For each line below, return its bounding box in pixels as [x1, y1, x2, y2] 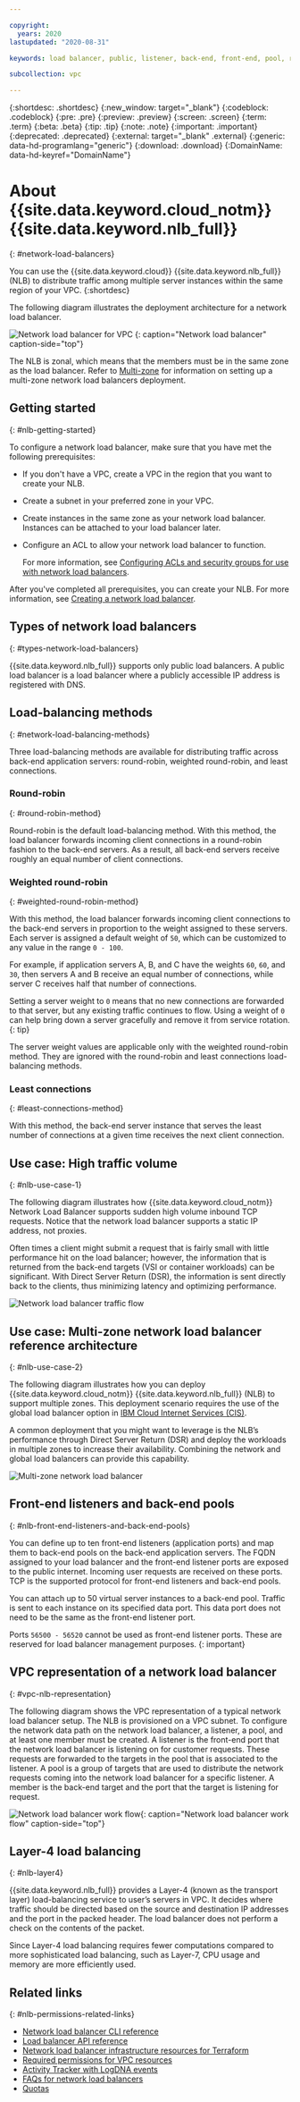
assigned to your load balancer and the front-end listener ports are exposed [9, 1557, 288, 1567]
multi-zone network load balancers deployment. [9, 375, 186, 385]
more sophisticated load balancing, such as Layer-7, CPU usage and [9, 1950, 261, 1961]
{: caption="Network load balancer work [139, 1808, 289, 1819]
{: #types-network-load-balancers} [9, 643, 139, 654]
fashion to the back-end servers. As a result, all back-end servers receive [9, 844, 279, 855]
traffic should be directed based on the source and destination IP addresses [9, 1904, 289, 1914]
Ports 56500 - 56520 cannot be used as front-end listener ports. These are [9, 1629, 283, 1640]
